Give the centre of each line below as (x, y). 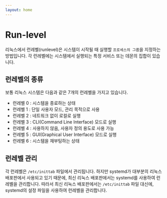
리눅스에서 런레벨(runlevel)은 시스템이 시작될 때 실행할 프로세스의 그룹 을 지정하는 (83, 49)
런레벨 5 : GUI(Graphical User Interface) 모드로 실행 (64, 135)
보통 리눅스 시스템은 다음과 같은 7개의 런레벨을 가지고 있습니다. (67, 92)
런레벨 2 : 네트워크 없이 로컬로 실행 (47, 116)
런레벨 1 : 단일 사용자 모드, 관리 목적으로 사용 (56, 109)
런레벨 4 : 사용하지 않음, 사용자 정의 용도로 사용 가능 (63, 128)
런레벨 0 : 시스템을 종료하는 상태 (44, 103)
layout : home (19, 10)
